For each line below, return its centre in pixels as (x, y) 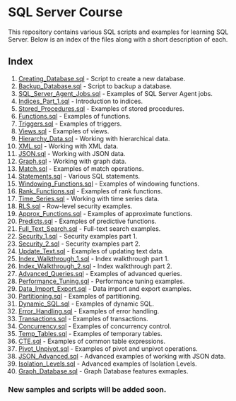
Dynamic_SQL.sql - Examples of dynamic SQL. (86, 304)
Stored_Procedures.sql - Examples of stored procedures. (101, 108)
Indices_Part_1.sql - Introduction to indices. (81, 101)
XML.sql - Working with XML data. (68, 146)
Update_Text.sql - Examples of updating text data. (91, 251)
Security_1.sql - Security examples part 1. (78, 236)
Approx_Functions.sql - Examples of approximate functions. (105, 213)
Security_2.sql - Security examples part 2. (79, 244)
